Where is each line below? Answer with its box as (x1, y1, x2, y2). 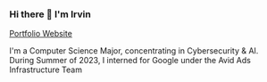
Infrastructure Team (9, 64, 83, 75)
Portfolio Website (9, 29, 73, 39)
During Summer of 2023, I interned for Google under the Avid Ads (9, 55, 252, 66)
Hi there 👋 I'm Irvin (9, 8, 91, 20)
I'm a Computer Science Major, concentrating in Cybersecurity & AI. (9, 45, 259, 56)
